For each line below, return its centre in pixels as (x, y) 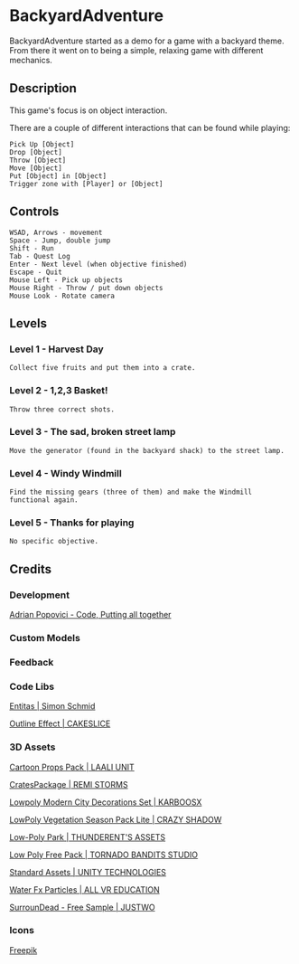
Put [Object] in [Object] (58, 176)
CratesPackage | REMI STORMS (69, 784)
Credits (31, 569)
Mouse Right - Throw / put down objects (87, 288)
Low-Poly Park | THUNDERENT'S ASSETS (88, 836)
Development (40, 595)
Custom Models (45, 638)
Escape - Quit (36, 272)
